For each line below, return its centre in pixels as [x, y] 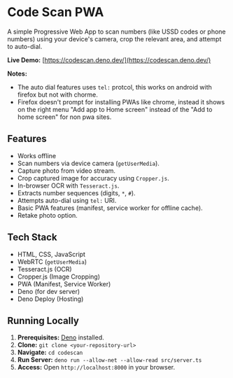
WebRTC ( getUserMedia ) [52, 261]
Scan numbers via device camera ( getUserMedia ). [88, 163]
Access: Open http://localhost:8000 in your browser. [96, 367]
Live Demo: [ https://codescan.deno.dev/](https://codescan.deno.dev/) [109, 59]
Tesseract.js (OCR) [44, 269]
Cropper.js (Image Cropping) [58, 276]
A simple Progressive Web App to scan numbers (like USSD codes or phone [116, 31]
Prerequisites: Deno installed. [61, 337]
